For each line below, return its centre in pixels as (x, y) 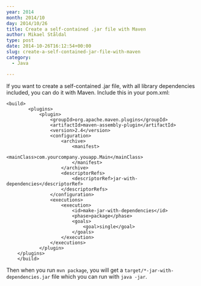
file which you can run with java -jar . (100, 276)
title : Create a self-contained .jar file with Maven (76, 29)
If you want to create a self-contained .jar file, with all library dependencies (101, 86)
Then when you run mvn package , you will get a (65, 270)
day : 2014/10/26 (27, 23)
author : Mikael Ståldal (37, 35)
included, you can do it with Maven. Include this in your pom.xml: (88, 92)
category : (19, 57)
